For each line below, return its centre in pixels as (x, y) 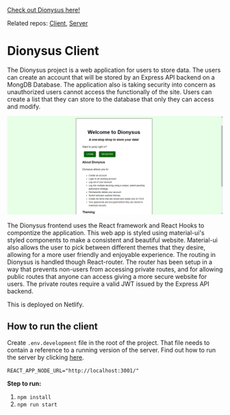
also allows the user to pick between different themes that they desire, (106, 247)
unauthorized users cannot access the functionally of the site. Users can (110, 91)
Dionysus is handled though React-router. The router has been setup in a (110, 262)
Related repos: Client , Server (48, 23)
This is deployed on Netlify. (46, 304)
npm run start (37, 405)
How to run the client (52, 326)
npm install (34, 398)
